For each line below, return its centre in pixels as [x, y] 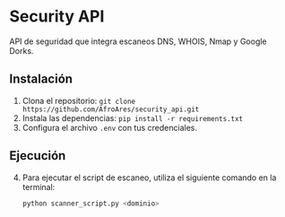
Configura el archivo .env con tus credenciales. [109, 127]
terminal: [39, 187]
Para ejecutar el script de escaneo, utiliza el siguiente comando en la [149, 178]
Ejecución [38, 156]
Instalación [41, 79]
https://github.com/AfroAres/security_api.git [111, 109]
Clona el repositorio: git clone [79, 100]
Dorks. [22, 50]
